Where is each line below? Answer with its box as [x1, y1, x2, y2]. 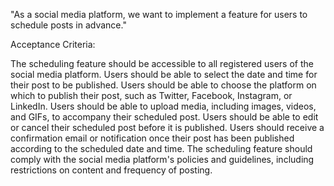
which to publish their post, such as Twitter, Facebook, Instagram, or [10, 90, 293, 101]
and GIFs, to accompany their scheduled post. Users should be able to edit [10, 111, 319, 123]
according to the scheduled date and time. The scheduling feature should [10, 143, 313, 154]
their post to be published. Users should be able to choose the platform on [10, 79, 317, 91]
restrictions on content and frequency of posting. [10, 164, 213, 176]
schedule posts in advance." [10, 19, 127, 31]
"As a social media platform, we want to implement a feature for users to [10, 9, 308, 20]
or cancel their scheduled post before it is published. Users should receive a [10, 122, 325, 133]
